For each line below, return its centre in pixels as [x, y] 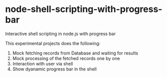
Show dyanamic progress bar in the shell [54, 69]
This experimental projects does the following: [53, 43]
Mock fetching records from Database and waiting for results [75, 53]
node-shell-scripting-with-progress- [84, 9]
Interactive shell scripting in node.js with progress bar [60, 33]
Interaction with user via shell [43, 63]
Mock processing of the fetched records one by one [66, 58]
